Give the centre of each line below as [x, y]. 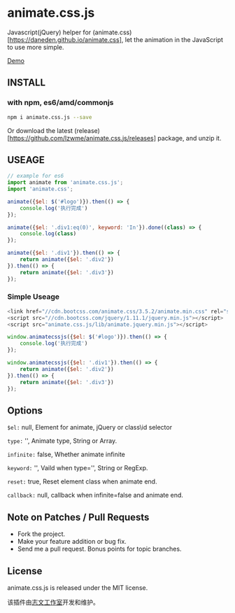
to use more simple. [36, 47]
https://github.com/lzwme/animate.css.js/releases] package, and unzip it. [115, 138]
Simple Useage [34, 297]
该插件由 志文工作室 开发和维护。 [53, 602]
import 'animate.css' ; [40, 189]
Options [25, 410]
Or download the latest [40, 130]
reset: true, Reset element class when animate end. [82, 481]
